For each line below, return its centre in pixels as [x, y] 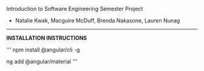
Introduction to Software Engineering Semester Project [75, 9]
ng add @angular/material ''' [42, 61]
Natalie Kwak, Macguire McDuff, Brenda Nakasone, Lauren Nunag [97, 20]
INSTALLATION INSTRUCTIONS [47, 38]
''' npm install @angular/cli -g [43, 50]
